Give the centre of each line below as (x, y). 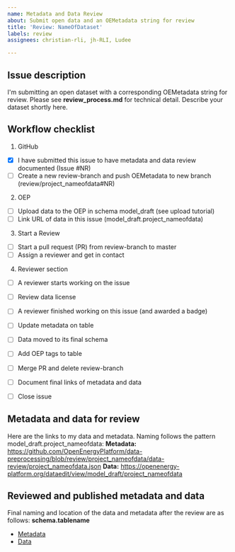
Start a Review (39, 233)
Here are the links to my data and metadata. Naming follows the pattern (111, 436)
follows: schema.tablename (48, 520)
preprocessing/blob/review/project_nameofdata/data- (86, 459)
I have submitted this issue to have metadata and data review (107, 160)
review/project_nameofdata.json (54, 466)
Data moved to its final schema (63, 340)
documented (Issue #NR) (54, 168)
